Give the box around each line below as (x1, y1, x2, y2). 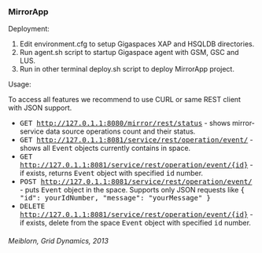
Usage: (8, 79, 31, 89)
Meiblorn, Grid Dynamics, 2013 (8, 236, 109, 245)
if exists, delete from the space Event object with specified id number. (19, 218, 252, 228)
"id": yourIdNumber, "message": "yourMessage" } (19, 193, 211, 203)
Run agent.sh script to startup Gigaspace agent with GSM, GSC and (19, 48, 239, 57)
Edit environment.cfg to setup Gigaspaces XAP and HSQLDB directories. (19, 39, 255, 49)
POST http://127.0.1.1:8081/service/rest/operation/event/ (19, 178, 253, 186)
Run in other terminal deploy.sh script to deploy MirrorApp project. (19, 64, 234, 74)
